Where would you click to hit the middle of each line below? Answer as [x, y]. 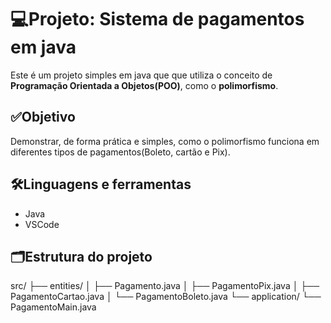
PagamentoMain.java [53, 307]
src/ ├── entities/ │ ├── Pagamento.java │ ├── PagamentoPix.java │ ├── [165, 286]
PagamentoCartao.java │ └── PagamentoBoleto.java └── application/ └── [166, 297]
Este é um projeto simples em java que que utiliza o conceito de [141, 75]
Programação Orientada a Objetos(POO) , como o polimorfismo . [144, 85]
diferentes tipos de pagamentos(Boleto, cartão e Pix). [120, 152]
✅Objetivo [43, 117]
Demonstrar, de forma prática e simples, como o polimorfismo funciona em [165, 141]
